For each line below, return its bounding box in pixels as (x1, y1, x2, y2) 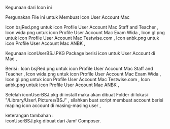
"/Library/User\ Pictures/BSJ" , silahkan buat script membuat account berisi (5, 97, 163, 103)
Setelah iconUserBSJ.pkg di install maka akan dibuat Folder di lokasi (5, 92, 148, 97)
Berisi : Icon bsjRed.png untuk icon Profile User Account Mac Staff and (5, 66, 153, 71)
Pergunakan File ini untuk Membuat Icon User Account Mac (5, 14, 130, 20)
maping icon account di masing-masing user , (5, 102, 101, 109)
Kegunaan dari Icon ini (5, 5, 52, 10)
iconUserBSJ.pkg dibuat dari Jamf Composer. (5, 118, 101, 124)
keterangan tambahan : (5, 112, 54, 118)
